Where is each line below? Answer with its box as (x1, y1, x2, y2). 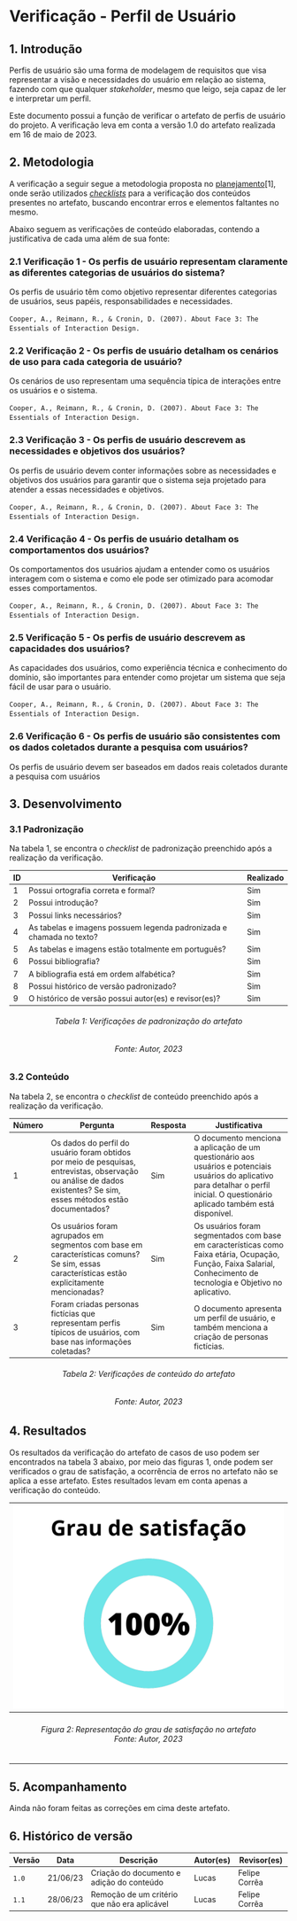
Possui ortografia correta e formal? (28, 885, 156, 896)
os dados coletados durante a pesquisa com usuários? (9, 742, 249, 754)
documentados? (50, 1203, 110, 1214)
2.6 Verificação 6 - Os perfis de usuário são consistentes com (9, 730, 281, 743)
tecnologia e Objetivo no (194, 1277, 283, 1287)
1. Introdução (9, 42, 82, 57)
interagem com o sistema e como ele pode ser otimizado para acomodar (9, 573, 274, 584)
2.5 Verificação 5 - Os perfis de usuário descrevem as (9, 631, 246, 643)
